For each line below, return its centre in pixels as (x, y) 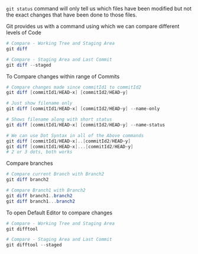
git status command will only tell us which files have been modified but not (99, 9)
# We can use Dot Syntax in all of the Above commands (75, 135)
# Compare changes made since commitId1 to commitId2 (74, 87)
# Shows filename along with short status (59, 119)
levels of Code (24, 32)
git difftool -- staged (34, 245)
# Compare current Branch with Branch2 (55, 174)
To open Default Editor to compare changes (59, 213)
